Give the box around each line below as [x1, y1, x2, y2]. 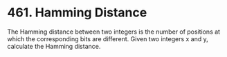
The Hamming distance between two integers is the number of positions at [7, 27, 220, 36]
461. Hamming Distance [7, 5, 147, 21]
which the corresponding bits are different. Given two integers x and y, [7, 34, 209, 43]
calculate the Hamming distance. [7, 42, 101, 50]
